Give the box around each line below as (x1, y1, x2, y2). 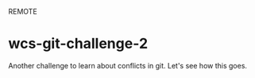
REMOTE (8, 7, 37, 16)
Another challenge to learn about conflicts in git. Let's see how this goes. (8, 60, 248, 70)
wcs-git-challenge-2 (8, 35, 149, 53)
